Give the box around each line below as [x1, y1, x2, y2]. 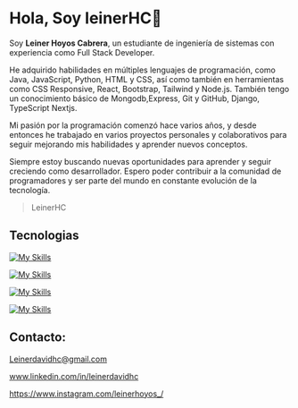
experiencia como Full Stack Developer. [9, 47, 155, 57]
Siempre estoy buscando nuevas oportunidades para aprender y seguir [9, 156, 272, 166]
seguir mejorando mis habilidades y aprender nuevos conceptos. [9, 139, 248, 149]
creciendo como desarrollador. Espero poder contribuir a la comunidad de [9, 166, 282, 176]
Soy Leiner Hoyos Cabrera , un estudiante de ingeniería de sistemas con [9, 38, 275, 48]
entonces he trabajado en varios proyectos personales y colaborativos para [9, 129, 287, 140]
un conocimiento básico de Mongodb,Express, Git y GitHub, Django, [9, 93, 261, 104]
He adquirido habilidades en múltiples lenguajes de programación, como [9, 64, 277, 75]
